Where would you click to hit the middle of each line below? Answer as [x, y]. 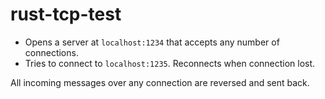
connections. [51, 52]
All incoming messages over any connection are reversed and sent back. [160, 82]
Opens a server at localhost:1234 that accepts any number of [152, 42]
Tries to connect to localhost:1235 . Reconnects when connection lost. [170, 63]
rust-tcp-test [66, 14]
